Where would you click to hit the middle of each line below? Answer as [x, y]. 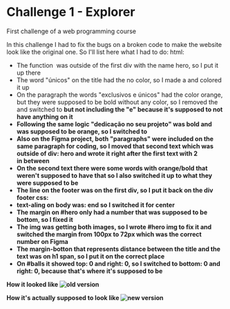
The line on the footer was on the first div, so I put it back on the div [115, 190]
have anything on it [45, 116]
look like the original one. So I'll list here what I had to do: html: [95, 52]
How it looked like [32, 284]
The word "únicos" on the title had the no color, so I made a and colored [119, 79]
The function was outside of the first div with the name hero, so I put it [117, 65]
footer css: [32, 197]
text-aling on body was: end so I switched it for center [96, 205]
